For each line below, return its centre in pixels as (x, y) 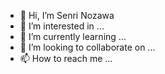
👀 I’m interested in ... (62, 26)
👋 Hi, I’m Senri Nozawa (67, 15)
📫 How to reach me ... (66, 58)
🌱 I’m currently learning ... (73, 36)
